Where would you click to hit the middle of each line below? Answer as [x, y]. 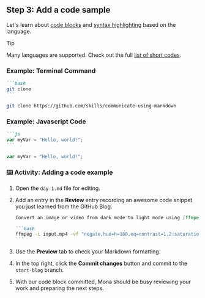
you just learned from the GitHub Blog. [64, 206]
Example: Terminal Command [51, 71]
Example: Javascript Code [46, 122]
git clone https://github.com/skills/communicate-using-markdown [91, 106]
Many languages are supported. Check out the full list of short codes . [94, 55]
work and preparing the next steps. [59, 288]
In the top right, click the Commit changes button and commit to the [101, 263]
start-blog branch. [39, 270]
